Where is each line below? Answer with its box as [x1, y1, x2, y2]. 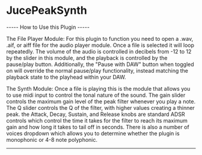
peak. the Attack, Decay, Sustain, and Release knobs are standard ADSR [6, 111, 185, 118]
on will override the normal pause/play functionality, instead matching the [6, 67, 188, 74]
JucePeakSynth [6, 4, 87, 17]
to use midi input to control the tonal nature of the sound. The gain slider [6, 91, 186, 99]
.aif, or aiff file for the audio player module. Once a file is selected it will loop [6, 41, 194, 49]
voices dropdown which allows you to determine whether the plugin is [6, 130, 180, 137]
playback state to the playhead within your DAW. [6, 73, 126, 81]
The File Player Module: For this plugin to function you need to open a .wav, [6, 35, 194, 42]
